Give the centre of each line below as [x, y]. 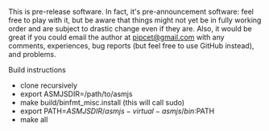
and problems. [32, 54]
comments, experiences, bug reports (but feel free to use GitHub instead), [131, 46]
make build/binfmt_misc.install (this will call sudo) [102, 102]
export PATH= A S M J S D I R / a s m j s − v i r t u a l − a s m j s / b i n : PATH [117, 111]
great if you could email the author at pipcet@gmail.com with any [116, 37]
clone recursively [49, 85]
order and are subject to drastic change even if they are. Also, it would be [130, 29]
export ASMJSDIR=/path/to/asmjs [76, 94]
